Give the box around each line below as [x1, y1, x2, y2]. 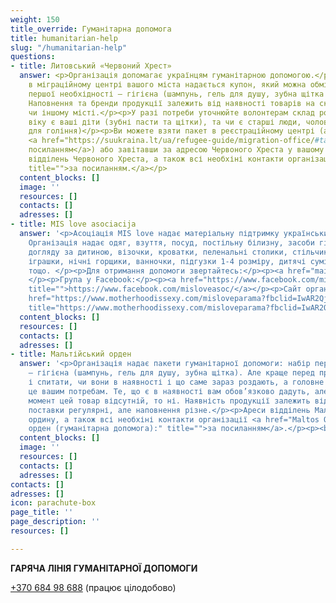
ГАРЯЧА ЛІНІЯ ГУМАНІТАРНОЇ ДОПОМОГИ [10, 562, 198, 574]
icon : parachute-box [10, 498, 97, 508]
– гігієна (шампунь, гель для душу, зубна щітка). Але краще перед [28, 368, 315, 378]
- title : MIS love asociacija [10, 219, 137, 230]
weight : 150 [10, 14, 60, 25]
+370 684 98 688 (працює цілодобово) [10, 581, 177, 593]
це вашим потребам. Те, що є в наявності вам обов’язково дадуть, [28, 386, 311, 396]
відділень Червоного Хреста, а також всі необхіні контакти [28, 154, 284, 164]
